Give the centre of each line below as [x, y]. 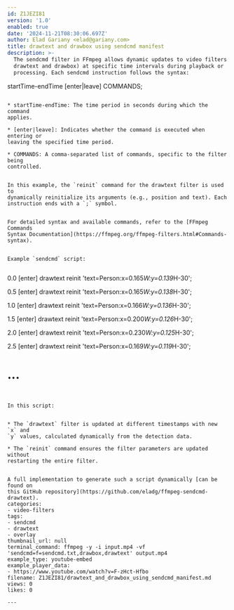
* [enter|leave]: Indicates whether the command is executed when [106, 130]
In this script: [31, 405]
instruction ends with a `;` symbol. [62, 203]
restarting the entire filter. [53, 461]
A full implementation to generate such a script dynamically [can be [112, 479]
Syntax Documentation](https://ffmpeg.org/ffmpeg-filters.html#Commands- [117, 234]
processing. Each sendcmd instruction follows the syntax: [102, 72]
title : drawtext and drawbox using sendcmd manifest [86, 46]
